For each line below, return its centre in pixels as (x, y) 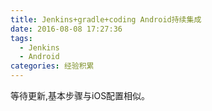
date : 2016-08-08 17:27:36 (66, 29)
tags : (21, 38)
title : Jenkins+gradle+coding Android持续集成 (106, 19)
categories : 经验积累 (52, 66)
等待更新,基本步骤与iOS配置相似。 (80, 95)
